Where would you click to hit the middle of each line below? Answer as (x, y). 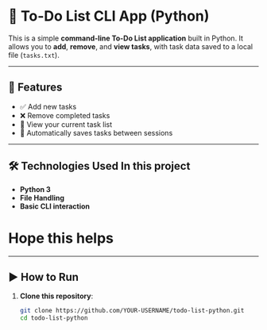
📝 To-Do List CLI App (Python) (109, 16)
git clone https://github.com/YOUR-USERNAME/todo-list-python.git (132, 311)
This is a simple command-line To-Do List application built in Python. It (126, 38)
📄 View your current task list (66, 124)
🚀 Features (35, 88)
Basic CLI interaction (54, 206)
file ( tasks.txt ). (34, 55)
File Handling (42, 198)
